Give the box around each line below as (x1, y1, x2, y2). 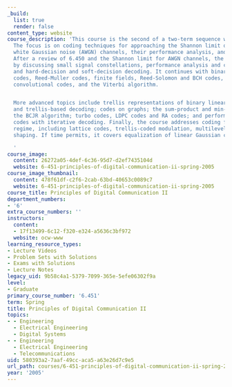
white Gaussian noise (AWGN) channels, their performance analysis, (13, 49, 215, 56)
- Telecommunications (13, 350, 76, 357)
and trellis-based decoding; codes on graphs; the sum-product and (13, 106, 212, 113)
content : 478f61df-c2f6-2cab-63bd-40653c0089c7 (13, 177, 153, 183)
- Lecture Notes (7, 267, 54, 273)
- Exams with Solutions (7, 260, 76, 267)
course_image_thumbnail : (7, 170, 79, 177)
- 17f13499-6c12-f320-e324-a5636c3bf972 (13, 228, 131, 235)
